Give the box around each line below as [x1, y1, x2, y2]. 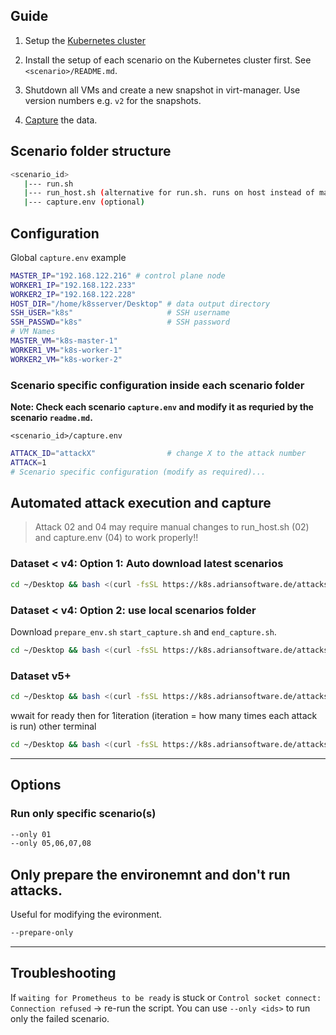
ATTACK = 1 [10, 457, 47, 468]
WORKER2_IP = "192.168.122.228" [10, 289, 137, 299]
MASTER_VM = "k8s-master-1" [10, 336, 118, 346]
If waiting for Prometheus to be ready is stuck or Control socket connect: [10, 991, 322, 1003]
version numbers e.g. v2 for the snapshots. [24, 94, 202, 106]
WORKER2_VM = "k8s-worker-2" [10, 354, 123, 364]
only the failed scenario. [10, 1012, 110, 1024]
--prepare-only [10, 928, 74, 938]
